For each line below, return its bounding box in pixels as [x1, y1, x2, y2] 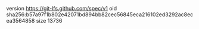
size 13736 [36, 17, 63, 24]
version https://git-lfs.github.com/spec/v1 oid [6, 5, 117, 12]
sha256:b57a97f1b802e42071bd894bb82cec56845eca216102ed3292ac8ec [6, 11, 194, 18]
